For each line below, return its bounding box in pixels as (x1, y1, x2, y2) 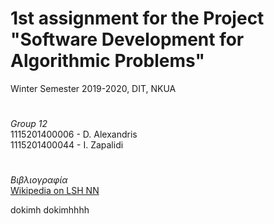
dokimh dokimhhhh (10, 204, 90, 216)
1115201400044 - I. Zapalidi (10, 139, 124, 151)
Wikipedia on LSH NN (10, 185, 100, 197)
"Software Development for (10, 28, 245, 51)
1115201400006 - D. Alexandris (10, 128, 138, 141)
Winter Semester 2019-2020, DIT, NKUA (10, 82, 177, 94)
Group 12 (10, 118, 48, 130)
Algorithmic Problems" (10, 50, 205, 72)
